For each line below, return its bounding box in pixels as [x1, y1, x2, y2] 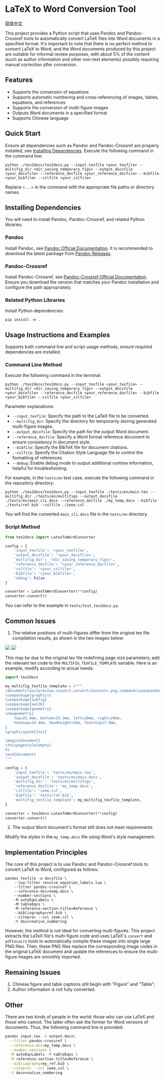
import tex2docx [5, 674, 38, 680]
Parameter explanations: [5, 404, 55, 410]
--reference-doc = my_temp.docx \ [9, 1043, 76, 1048]
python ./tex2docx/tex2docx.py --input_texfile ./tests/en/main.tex [5, 490, 148, 495]
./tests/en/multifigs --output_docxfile [33, 494, 118, 499]
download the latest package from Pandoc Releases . [5, 250, 112, 256]
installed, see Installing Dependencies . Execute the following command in [5, 148, 154, 154]
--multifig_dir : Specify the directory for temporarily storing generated [12, 418, 157, 424]
